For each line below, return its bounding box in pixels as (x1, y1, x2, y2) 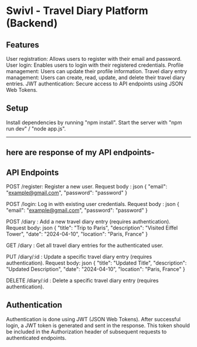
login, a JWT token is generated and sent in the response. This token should (6, 322, 191, 329)
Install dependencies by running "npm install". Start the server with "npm (6, 119, 182, 126)
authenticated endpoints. (6, 334, 67, 341)
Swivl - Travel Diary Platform (6, 4, 148, 18)
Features (6, 40, 39, 50)
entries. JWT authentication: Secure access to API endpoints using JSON (6, 80, 183, 87)
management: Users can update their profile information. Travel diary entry (6, 68, 188, 74)
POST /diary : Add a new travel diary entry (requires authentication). (6, 218, 171, 225)
